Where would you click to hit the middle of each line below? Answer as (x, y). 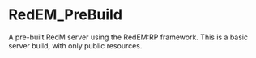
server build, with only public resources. (75, 45)
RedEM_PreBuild (66, 15)
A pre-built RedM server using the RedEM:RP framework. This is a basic (128, 37)
